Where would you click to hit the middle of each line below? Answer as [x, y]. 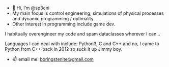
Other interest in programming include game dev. [64, 24]
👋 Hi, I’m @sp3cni [31, 8]
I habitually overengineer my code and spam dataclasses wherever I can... [83, 34]
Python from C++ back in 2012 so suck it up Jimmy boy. [64, 49]
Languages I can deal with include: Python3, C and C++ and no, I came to [82, 44]
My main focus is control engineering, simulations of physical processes [88, 13]
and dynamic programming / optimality [53, 19]
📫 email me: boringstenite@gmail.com [53, 59]
